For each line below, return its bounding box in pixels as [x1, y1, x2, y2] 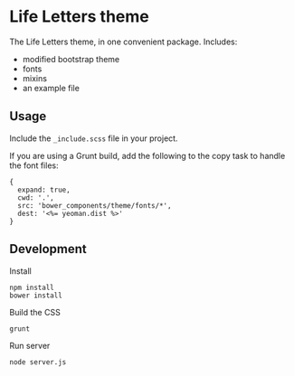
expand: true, [17, 185, 71, 194]
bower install [9, 291, 63, 300]
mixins [22, 72, 48, 83]
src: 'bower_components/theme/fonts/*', [17, 201, 172, 210]
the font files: [9, 160, 59, 171]
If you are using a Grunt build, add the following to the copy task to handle [9, 150, 286, 161]
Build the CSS [9, 306, 61, 317]
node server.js [9, 357, 67, 367]
